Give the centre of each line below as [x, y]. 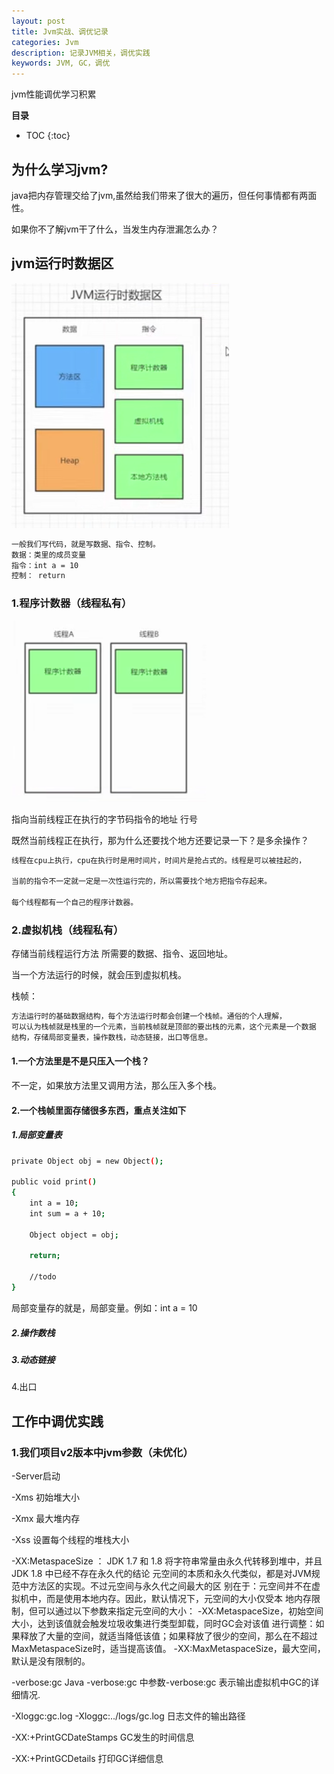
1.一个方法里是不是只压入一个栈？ [80, 1061]
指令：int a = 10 [45, 565]
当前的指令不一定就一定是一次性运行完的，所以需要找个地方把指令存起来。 [142, 881]
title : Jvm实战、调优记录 [60, 31]
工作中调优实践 [57, 1421]
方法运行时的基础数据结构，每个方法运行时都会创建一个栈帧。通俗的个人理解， [149, 1016]
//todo [43, 1277]
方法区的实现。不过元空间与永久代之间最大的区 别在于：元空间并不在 [170, 1586]
